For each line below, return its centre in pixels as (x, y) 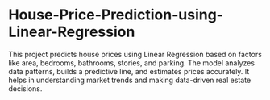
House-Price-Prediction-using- (116, 15)
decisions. (25, 88)
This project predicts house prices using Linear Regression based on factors (135, 54)
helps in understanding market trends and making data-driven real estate (130, 80)
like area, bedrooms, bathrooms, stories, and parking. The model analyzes (132, 63)
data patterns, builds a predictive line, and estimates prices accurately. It (129, 71)
